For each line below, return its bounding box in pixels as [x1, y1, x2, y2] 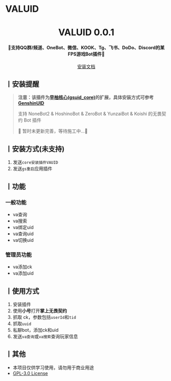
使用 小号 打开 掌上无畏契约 [12, 308, 67, 314]
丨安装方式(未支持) [5, 144, 65, 153]
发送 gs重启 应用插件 [12, 165, 52, 172]
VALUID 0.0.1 [58, 27, 115, 39]
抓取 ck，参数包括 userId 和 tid [12, 314, 76, 320]
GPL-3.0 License [12, 370, 48, 376]
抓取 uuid [12, 320, 32, 327]
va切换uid [12, 237, 34, 243]
